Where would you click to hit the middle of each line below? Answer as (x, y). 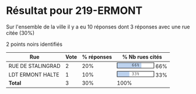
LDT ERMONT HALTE (34, 74)
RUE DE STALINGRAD (34, 66)
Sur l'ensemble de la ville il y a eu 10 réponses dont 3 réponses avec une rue (98, 27)
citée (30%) (20, 32)
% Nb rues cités (142, 57)
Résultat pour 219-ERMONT (74, 11)
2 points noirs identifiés (34, 44)
